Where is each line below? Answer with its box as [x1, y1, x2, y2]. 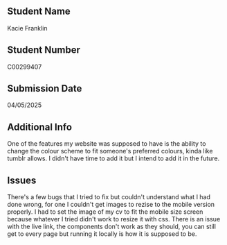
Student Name [7, 6, 71, 17]
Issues [7, 174, 37, 186]
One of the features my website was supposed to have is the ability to [7, 140, 206, 148]
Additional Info [7, 121, 73, 133]
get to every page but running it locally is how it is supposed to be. [7, 230, 197, 238]
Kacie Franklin [7, 24, 48, 32]
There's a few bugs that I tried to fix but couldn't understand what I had [7, 193, 211, 201]
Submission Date [7, 83, 82, 94]
